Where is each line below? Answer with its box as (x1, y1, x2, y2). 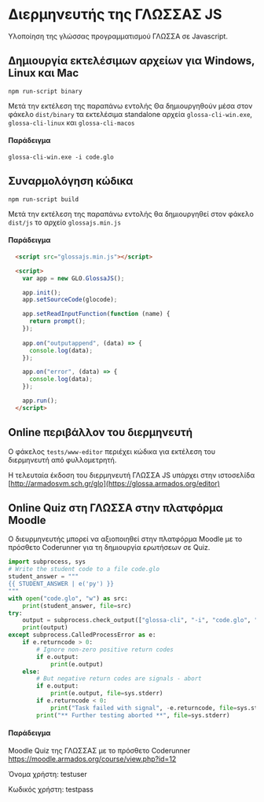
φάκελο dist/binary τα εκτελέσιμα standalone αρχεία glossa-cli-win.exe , (8, 109, 253, 119)
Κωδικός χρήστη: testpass (8, 784, 94, 794)
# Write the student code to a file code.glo (8, 566, 159, 573)
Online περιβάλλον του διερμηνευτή (8, 426, 192, 439)
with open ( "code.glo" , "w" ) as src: (8, 595, 128, 602)
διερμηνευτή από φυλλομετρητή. (8, 455, 117, 464)
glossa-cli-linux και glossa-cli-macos (8, 118, 135, 127)
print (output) (22, 624, 68, 632)
